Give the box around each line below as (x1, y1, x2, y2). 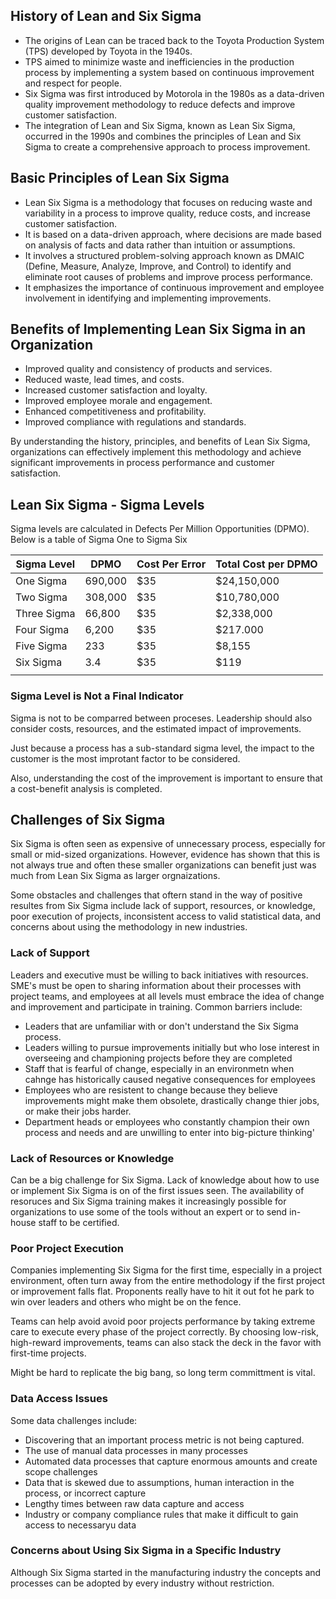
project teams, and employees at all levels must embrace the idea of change (10, 990, 325, 1002)
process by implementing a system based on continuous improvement (24, 66, 315, 78)
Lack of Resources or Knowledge (10, 1151, 175, 1165)
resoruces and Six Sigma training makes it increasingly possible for (10, 1195, 287, 1207)
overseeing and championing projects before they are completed (24, 1052, 293, 1064)
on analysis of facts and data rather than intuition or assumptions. (24, 239, 296, 251)
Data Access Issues (10, 1392, 108, 1406)
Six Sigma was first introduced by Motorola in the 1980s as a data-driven (24, 87, 325, 99)
